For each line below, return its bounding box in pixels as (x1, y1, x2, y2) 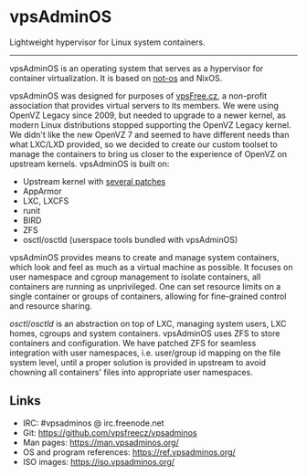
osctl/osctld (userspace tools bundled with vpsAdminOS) (22, 234, 238, 245)
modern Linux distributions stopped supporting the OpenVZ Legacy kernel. (9, 119, 291, 130)
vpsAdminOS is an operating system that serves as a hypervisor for (9, 62, 264, 74)
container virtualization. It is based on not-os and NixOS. (9, 72, 223, 83)
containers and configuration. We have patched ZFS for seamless (9, 337, 257, 348)
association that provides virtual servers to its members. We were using (9, 100, 279, 111)
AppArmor (22, 185, 62, 196)
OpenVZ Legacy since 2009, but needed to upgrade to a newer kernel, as (9, 110, 286, 121)
